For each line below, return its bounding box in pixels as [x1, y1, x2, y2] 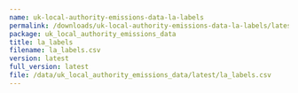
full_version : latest [9, 63, 90, 72]
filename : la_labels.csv [9, 46, 101, 55]
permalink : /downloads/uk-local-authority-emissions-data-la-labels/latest [9, 21, 295, 30]
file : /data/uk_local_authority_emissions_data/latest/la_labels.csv [9, 71, 272, 80]
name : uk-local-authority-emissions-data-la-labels [9, 12, 204, 22]
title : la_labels [9, 37, 74, 47]
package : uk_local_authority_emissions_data [9, 29, 176, 38]
